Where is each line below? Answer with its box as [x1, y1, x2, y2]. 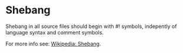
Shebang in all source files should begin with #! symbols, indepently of [5, 23, 177, 30]
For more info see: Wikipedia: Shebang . [5, 40, 101, 47]
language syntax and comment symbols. [5, 29, 104, 36]
